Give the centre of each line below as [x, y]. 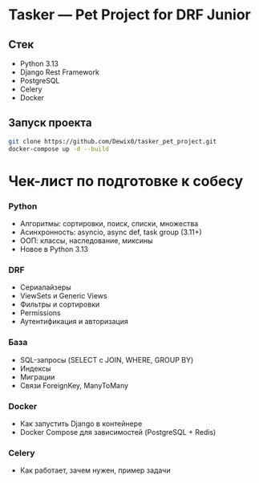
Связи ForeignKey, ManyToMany [74, 385]
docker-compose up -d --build [59, 149]
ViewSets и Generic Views [63, 296]
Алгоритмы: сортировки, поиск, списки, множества [109, 224]
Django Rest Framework [60, 72]
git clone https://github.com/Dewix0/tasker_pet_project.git [113, 141]
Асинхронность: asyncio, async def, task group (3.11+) [111, 232]
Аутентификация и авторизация [74, 322]
